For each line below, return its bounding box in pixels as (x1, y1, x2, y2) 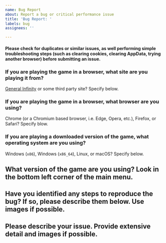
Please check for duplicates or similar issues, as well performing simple (5, 45, 156, 51)
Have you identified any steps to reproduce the (5, 189, 154, 198)
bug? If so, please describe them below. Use (5, 197, 145, 206)
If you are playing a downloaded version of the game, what (5, 133, 149, 140)
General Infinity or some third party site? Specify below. (5, 86, 119, 92)
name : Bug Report (5, 7, 41, 12)
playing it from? (5, 74, 44, 81)
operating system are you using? (5, 139, 86, 146)
